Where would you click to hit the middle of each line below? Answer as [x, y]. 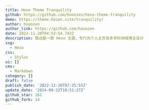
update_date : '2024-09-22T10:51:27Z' [45, 90]
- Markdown [21, 71]
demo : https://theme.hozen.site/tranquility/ [54, 19]
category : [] [19, 76]
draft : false [19, 81]
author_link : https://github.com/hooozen [50, 29]
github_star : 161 [24, 95]
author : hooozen [22, 24]
